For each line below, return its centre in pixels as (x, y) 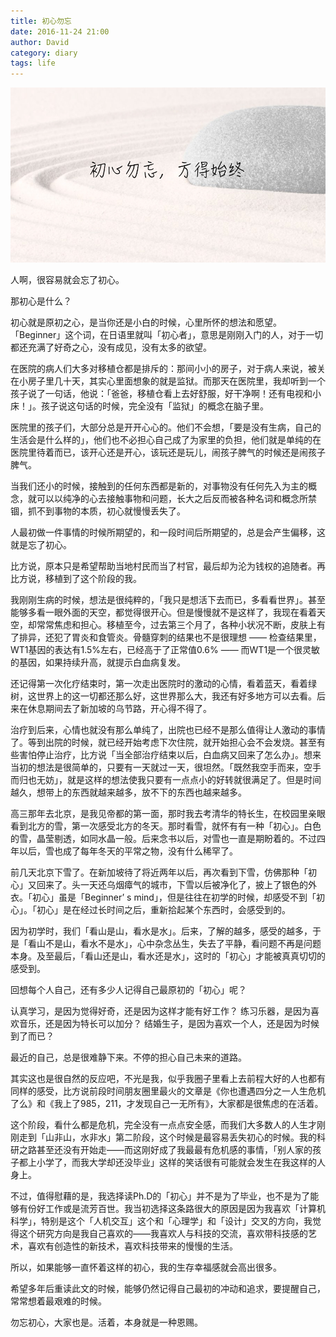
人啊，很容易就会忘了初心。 (67, 280)
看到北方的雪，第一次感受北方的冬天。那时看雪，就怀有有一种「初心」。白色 (166, 826)
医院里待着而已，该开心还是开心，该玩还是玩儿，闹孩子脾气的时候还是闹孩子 (168, 452)
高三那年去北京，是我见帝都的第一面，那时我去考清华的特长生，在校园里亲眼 (168, 814)
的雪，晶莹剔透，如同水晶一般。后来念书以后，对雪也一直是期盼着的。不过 (163, 839)
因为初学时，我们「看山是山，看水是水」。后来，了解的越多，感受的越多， (161, 931)
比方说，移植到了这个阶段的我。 (76, 579)
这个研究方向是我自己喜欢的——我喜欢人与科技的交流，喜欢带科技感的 (163, 1234)
